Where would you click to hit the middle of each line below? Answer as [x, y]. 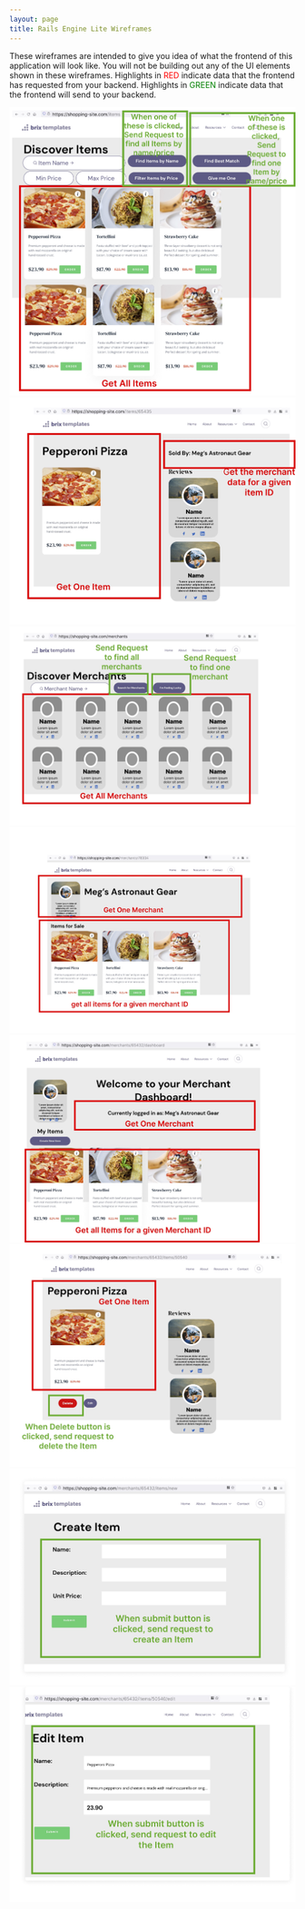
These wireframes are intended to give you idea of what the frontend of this [151, 55]
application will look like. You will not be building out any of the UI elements [150, 65]
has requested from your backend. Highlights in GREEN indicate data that [147, 84]
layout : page [34, 19]
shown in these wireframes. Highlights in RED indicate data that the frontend [152, 75]
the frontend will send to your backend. [83, 94]
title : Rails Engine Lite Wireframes [81, 29]
